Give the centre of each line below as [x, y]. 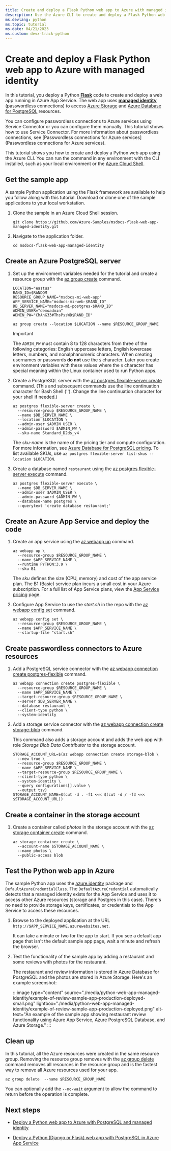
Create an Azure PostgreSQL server [63, 261]
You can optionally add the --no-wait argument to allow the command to [81, 1089]
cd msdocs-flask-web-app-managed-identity [58, 245]
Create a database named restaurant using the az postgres [75, 469]
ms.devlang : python [26, 19]
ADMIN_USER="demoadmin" [38, 310]
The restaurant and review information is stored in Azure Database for [86, 972]
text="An [22, 1014]
